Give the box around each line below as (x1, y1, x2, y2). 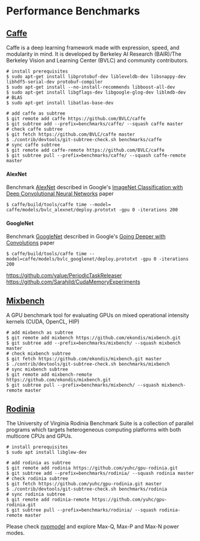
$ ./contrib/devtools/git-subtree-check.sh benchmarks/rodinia (6, 486, 168, 492)
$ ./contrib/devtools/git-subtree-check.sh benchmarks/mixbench (6, 361, 170, 367)
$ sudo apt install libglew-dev (6, 449, 87, 456)
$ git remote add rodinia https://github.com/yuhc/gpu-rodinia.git (6, 465, 178, 471)
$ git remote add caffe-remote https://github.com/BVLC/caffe (6, 147, 165, 153)
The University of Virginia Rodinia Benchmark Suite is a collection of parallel (6, 420, 193, 427)
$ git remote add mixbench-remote (6, 372, 93, 378)
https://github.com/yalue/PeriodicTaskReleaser (6, 272, 122, 279)
